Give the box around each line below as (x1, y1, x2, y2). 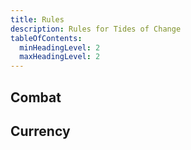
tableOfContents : (10, 33, 83, 43)
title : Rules (10, 14, 65, 25)
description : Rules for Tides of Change (10, 24, 182, 34)
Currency (10, 122, 71, 140)
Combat (10, 89, 62, 106)
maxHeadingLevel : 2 (19, 52, 101, 62)
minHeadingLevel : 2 (19, 42, 101, 53)
